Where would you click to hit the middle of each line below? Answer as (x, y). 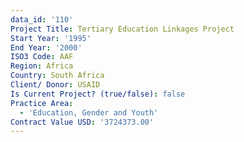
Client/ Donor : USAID (55, 85)
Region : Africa (42, 66)
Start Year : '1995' (51, 38)
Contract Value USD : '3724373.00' (82, 122)
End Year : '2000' (46, 47)
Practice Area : (42, 103)
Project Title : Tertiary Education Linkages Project (122, 29)
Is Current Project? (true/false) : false (98, 94)
